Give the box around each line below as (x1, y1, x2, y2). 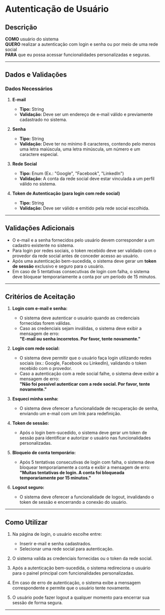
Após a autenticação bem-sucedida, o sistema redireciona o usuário (12, 565, 151, 571)
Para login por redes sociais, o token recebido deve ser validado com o (12, 247, 156, 253)
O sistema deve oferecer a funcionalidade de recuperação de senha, (19, 405, 159, 411)
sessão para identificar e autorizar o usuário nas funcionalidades (19, 435, 151, 441)
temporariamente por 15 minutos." (19, 475, 91, 481)
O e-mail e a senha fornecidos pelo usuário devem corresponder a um (12, 237, 155, 243)
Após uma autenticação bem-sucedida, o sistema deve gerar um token (12, 258, 157, 264)
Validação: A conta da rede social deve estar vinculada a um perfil (19, 176, 155, 182)
